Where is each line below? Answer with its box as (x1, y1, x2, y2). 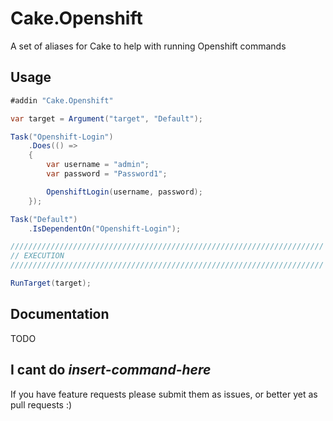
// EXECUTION (10, 251, 65, 261)
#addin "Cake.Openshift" (10, 95, 114, 106)
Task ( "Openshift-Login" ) (10, 132, 114, 142)
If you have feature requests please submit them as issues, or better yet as (10, 388, 318, 400)
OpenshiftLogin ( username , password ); (46, 187, 203, 197)
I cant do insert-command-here (10, 362, 212, 379)
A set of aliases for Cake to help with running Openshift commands (10, 40, 287, 52)
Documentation (10, 306, 110, 323)
